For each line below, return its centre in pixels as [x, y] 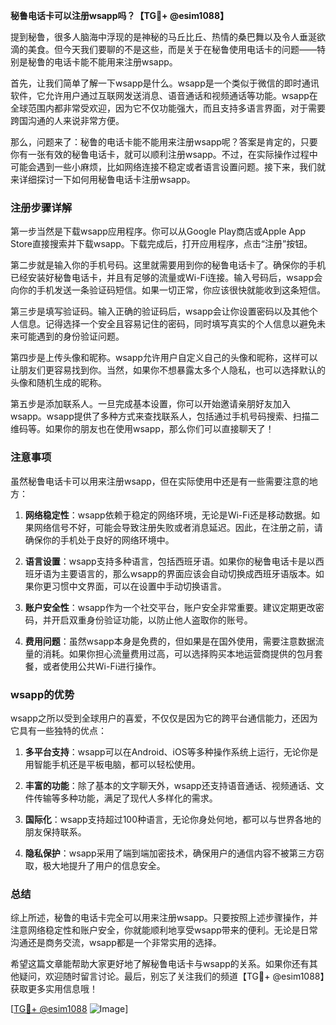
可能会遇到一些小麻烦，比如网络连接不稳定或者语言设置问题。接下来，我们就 [168, 167]
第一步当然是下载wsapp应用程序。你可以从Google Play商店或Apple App [158, 231]
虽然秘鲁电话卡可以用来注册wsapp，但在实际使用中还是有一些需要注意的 [160, 481]
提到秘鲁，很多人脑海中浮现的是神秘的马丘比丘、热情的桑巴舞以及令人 [155, 37]
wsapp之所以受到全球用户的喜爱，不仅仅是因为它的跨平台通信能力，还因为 [164, 718]
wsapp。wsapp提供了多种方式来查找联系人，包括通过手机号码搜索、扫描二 [165, 416]
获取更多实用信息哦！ [54, 989]
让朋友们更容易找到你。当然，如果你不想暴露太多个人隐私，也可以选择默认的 [168, 370]
